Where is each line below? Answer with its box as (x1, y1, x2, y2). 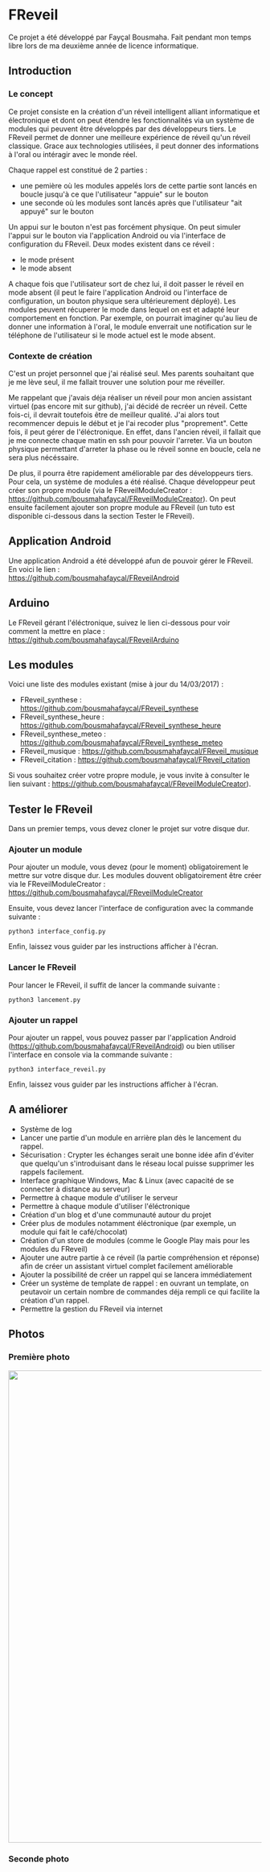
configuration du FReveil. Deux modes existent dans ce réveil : (8, 239, 215, 249)
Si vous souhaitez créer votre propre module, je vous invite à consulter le (8, 771, 251, 781)
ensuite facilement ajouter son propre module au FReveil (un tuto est (8, 502, 235, 512)
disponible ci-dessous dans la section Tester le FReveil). (8, 511, 195, 520)
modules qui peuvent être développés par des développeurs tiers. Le (8, 123, 237, 134)
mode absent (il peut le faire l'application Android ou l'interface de (8, 288, 227, 297)
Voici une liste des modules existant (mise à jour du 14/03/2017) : (8, 679, 223, 690)
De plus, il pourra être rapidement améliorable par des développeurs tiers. (8, 468, 253, 478)
